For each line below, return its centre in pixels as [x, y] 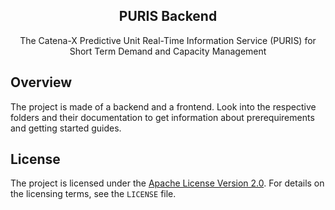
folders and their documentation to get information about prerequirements [162, 117]
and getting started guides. [66, 128]
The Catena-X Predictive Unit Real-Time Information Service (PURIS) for [168, 40]
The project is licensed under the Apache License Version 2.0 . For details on [167, 183]
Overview [41, 82]
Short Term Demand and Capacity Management [168, 51]
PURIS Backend [168, 16]
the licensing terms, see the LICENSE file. [93, 194]
